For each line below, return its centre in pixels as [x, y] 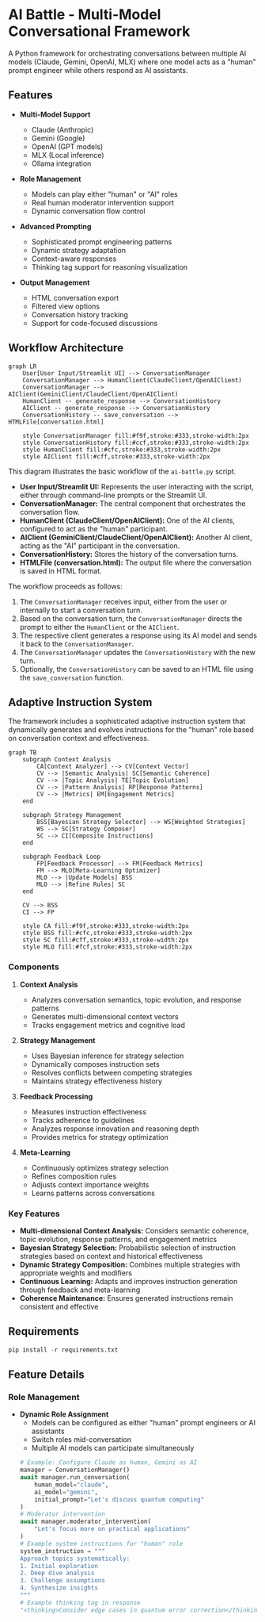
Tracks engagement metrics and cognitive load [108, 1025]
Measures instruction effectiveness [89, 1111]
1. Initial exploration [59, 1566]
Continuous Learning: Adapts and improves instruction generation [129, 1281]
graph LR [23, 366]
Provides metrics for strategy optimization [100, 1137]
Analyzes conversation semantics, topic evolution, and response [136, 999]
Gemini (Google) [58, 138]
